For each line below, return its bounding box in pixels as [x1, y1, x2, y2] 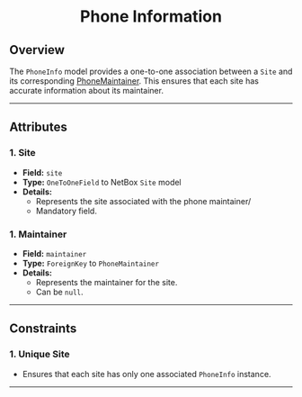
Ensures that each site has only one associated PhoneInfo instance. [22, 368, 271, 379]
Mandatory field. [35, 205, 97, 216]
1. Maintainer [9, 228, 67, 240]
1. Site [9, 147, 36, 159]
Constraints [9, 321, 77, 337]
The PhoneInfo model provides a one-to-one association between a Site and [9, 66, 293, 77]
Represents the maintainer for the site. [35, 276, 178, 287]
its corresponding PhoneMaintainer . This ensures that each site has [9, 76, 259, 86]
